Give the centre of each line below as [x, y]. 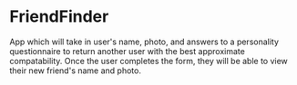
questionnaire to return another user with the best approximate [128, 51]
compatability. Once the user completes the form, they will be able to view [149, 61]
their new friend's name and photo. [75, 71]
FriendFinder [59, 17]
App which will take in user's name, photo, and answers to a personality [144, 42]
